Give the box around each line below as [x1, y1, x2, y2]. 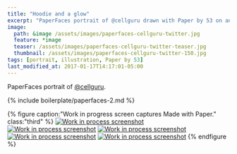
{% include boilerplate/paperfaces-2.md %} [7, 96, 135, 105]
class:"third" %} [7, 117, 54, 126]
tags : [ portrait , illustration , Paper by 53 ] [7, 57, 143, 64]
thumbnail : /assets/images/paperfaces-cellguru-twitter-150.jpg [13, 50, 207, 57]
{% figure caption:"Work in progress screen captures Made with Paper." [7, 109, 217, 118]
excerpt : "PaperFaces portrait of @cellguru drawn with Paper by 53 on [7, 17, 222, 24]
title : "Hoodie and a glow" [7, 10, 90, 18]
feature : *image [13, 37, 61, 44]
